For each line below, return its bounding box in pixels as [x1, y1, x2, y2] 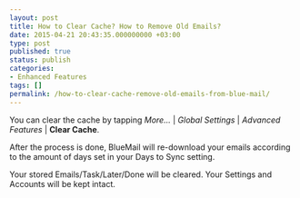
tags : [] [9, 81, 43, 90]
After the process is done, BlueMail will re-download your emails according [9, 142, 291, 153]
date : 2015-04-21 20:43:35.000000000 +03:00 [9, 30, 181, 39]
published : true [9, 47, 71, 56]
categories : [9, 64, 55, 74]
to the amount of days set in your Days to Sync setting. [9, 151, 215, 162]
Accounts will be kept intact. [9, 178, 116, 189]
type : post [9, 38, 51, 48]
